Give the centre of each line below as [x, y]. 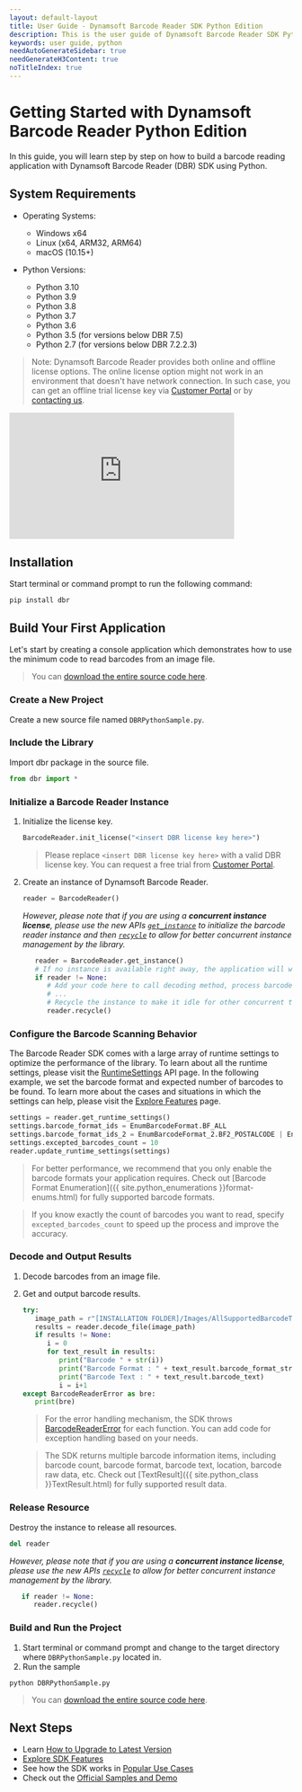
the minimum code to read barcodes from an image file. [112, 659]
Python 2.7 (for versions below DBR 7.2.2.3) [116, 344]
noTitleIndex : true [46, 68]
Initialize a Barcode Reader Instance [89, 802]
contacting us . [58, 400]
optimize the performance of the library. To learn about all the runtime [138, 1063]
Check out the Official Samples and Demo [100, 1778]
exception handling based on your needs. [121, 1438]
